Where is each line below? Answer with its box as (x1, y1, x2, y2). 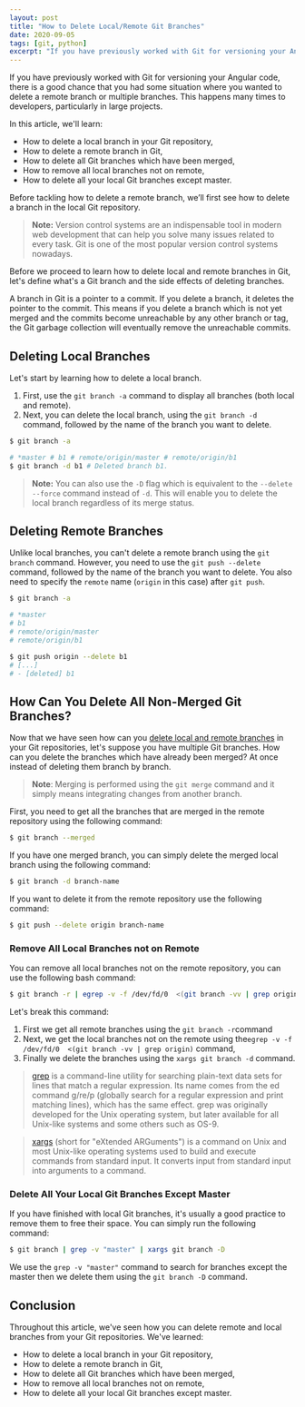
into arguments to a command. (31, 1165, 147, 1176)
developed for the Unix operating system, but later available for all (31, 1108, 280, 1119)
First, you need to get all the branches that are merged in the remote (9, 806, 265, 817)
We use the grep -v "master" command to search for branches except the (9, 1262, 288, 1273)
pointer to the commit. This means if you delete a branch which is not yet (9, 303, 283, 314)
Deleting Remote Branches (9, 523, 163, 538)
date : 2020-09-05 (9, 30, 75, 39)
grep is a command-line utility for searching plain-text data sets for (31, 1070, 283, 1081)
